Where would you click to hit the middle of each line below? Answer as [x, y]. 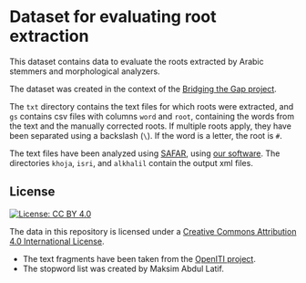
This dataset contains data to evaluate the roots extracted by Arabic [137, 61]
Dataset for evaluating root [113, 17]
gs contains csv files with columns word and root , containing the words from [152, 116]
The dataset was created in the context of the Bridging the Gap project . [143, 89]
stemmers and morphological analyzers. [85, 71]
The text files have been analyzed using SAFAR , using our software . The [145, 153]
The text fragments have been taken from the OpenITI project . [139, 258]
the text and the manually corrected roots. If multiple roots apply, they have [150, 126]
